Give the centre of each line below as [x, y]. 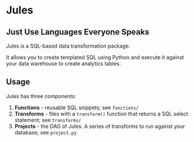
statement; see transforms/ [48, 120]
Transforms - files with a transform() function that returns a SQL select [101, 114]
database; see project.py [46, 132]
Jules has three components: [41, 96]
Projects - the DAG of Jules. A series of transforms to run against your [100, 126]
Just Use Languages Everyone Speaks [78, 32]
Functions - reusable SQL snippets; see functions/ [76, 107]
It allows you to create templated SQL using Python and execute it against [95, 57]
